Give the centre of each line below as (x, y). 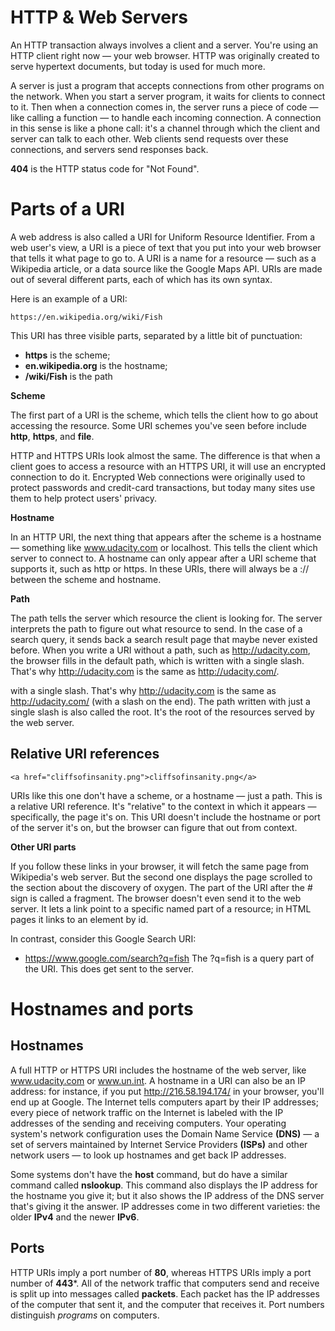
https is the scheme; (67, 355)
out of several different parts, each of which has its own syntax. (141, 279)
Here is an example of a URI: (69, 298)
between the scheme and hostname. (86, 579)
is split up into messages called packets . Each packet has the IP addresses (165, 1293)
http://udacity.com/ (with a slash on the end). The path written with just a (160, 701)
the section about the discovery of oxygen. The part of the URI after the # (161, 887)
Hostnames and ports (102, 1008)
